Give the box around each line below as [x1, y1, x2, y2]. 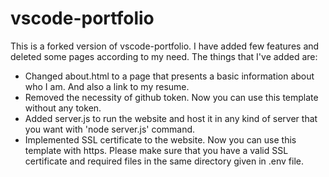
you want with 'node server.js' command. [24, 123, 196, 135]
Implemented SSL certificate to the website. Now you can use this [24, 133, 297, 146]
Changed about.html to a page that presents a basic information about [24, 70, 315, 82]
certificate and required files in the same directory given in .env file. [24, 155, 305, 167]
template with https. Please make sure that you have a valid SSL [24, 144, 289, 156]
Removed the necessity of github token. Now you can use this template [24, 91, 319, 103]
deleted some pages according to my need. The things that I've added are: [10, 50, 318, 62]
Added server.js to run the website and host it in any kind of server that [24, 112, 318, 124]
